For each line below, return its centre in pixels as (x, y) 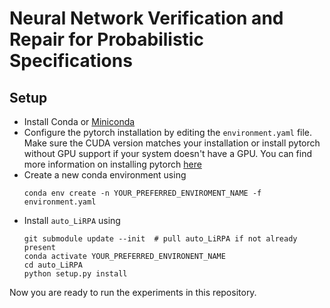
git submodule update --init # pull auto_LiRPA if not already (160, 239)
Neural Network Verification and (146, 18)
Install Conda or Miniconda (79, 121)
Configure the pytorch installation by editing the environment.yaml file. (168, 132)
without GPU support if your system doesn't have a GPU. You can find (167, 153)
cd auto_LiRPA (53, 265)
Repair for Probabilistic (106, 39)
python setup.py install (75, 274)
